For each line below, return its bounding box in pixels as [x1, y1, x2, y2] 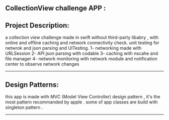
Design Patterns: [5, 80, 59, 89]
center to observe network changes [5, 61, 79, 67]
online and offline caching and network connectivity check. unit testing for [5, 40, 159, 46]
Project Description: [5, 21, 69, 30]
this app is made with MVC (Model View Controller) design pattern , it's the [5, 94, 160, 100]
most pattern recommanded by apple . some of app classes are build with [5, 99, 158, 105]
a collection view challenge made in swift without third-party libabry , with [5, 35, 158, 41]
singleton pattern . [5, 104, 43, 110]
